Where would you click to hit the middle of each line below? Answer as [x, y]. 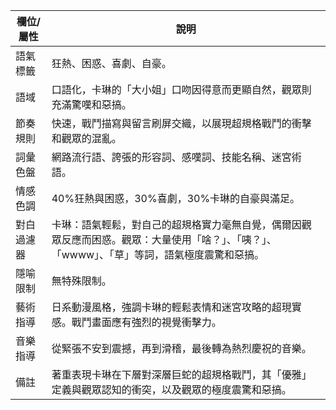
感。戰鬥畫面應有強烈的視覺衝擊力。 [136, 322]
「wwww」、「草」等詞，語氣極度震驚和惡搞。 [158, 254]
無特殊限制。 [81, 281]
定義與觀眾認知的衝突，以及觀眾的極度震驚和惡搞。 [171, 389]
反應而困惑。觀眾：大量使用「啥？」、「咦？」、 [169, 239]
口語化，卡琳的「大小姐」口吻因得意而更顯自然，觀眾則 [181, 89]
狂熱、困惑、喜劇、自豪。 [111, 63]
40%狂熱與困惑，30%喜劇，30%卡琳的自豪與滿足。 [176, 198]
